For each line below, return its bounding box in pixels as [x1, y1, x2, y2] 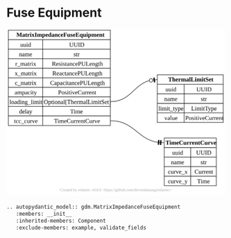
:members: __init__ [15, 210, 72, 218]
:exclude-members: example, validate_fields [15, 224, 147, 232]
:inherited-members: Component [15, 217, 107, 225]
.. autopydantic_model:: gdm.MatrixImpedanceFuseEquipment [6, 203, 181, 211]
